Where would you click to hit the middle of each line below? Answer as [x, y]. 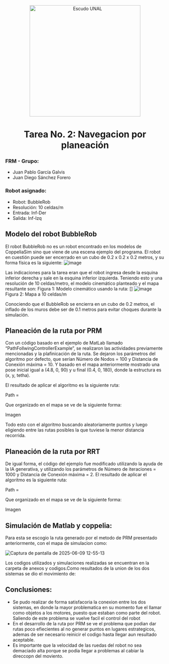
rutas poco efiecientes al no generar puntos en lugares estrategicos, [84, 629]
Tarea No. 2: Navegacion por [85, 135]
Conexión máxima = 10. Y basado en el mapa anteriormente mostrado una [82, 365]
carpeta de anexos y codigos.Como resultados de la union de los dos [77, 568]
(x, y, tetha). [18, 376]
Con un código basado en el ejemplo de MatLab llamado [64, 343]
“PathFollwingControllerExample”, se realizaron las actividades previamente [84, 349]
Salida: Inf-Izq [27, 218]
